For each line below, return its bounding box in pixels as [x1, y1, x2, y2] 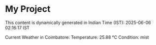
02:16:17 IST [5, 24, 30, 30]
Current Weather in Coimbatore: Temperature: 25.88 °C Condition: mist [5, 34, 149, 40]
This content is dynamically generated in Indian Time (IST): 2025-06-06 [5, 20, 151, 25]
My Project [5, 3, 51, 15]
